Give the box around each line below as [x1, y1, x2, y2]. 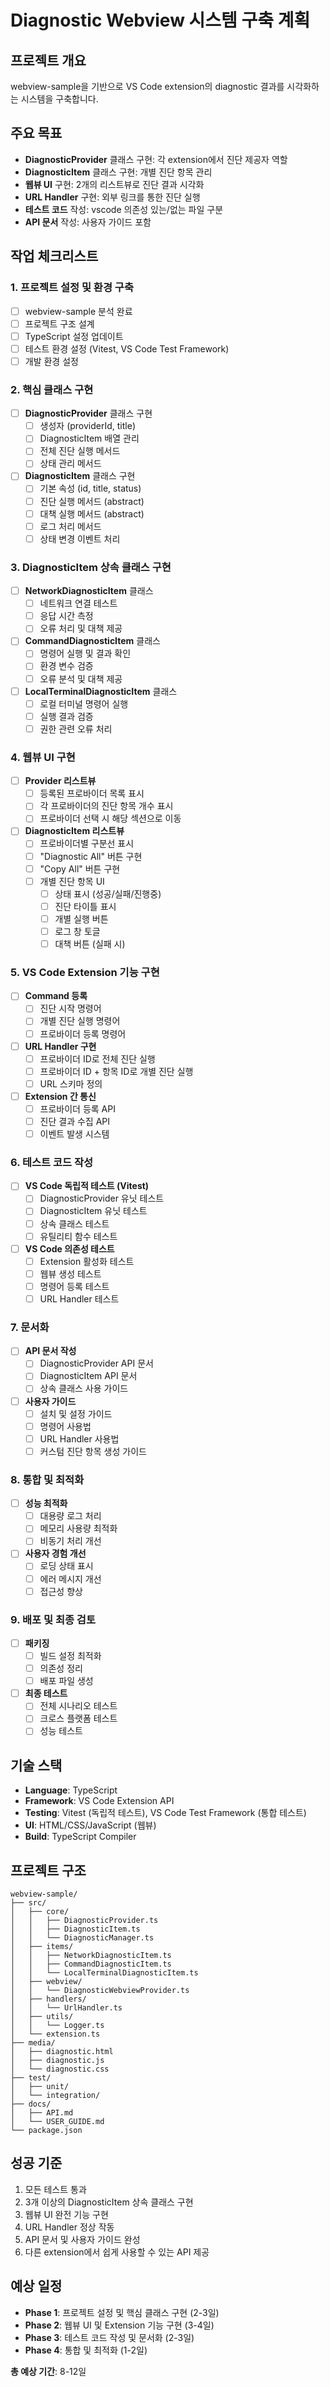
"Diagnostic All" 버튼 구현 [39, 850, 143, 862]
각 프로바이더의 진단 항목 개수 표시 [39, 800, 174, 812]
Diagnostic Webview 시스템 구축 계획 [10, 9, 311, 32]
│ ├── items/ [10, 1942, 74, 1952]
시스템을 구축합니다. [20, 93, 99, 105]
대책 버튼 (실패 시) [54, 937, 126, 950]
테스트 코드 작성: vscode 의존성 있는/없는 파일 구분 [24, 203, 224, 215]
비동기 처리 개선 [39, 1535, 102, 1547]
